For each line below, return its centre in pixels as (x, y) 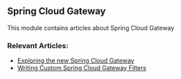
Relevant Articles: (38, 45)
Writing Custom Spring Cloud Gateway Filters (82, 68)
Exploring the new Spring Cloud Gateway (76, 60)
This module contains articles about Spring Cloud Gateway (91, 27)
